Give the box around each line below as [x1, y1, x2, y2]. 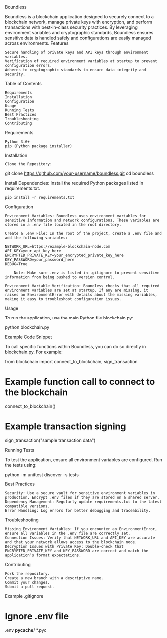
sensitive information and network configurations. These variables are [5, 218, 160, 223]
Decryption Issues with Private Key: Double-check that [5, 544, 124, 549]
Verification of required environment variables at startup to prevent [5, 59, 157, 64]
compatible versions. [5, 503, 50, 509]
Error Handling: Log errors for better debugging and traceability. [5, 508, 151, 513]
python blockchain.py [5, 324, 50, 330]
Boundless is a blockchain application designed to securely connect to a [5, 14, 154, 19]
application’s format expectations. [5, 553, 81, 558]
